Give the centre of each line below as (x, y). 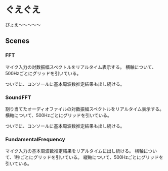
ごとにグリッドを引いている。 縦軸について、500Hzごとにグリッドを (92, 157)
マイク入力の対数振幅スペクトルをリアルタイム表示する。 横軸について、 (81, 67)
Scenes (17, 41)
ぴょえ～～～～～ (23, 25)
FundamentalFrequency (35, 139)
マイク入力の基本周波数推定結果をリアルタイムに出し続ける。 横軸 (75, 151)
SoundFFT (18, 97)
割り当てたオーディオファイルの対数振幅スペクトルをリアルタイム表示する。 (85, 109)
